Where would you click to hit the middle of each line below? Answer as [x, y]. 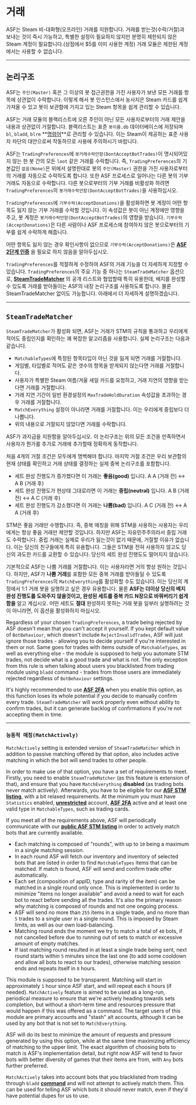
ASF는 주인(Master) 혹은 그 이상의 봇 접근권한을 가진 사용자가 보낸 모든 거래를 [94, 92]
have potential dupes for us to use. [48, 1096]
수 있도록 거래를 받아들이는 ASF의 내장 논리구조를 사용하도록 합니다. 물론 [89, 286]
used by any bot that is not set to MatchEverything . [66, 1023]
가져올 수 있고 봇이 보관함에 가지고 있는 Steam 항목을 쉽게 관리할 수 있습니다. [94, 107]
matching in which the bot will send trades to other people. [77, 760]
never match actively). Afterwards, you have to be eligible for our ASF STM [96, 790]
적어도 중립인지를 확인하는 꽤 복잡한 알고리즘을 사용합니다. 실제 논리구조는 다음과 [98, 338]
